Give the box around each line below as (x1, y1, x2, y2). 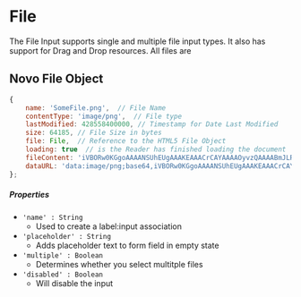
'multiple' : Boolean (21, 251, 103, 260)
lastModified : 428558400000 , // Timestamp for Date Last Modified (25, 120, 279, 129)
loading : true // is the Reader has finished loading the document (25, 145, 287, 154)
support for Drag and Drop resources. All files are (9, 45, 192, 55)
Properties (9, 190, 50, 200)
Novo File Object (9, 72, 104, 87)
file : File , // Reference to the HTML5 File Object (25, 137, 227, 146)
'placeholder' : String (21, 233, 112, 242)
